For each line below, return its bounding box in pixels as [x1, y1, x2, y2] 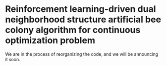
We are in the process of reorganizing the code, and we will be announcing [5, 51, 159, 57]
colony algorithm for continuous [5, 25, 141, 35]
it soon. [5, 56, 21, 62]
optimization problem [5, 35, 96, 46]
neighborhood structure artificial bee [5, 14, 162, 25]
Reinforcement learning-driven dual [5, 3, 156, 15]
